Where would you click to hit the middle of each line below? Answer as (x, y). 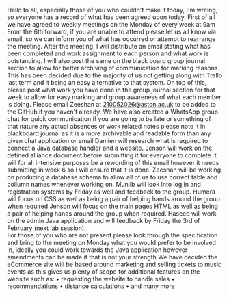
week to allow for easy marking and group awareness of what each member (114, 97)
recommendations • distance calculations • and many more (91, 286)
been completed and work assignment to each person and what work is (108, 53)
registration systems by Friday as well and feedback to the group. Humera (111, 192)
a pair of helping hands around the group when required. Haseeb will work (112, 214)
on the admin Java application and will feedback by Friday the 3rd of (104, 221)
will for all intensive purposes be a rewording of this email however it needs (113, 163)
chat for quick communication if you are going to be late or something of (109, 119)
